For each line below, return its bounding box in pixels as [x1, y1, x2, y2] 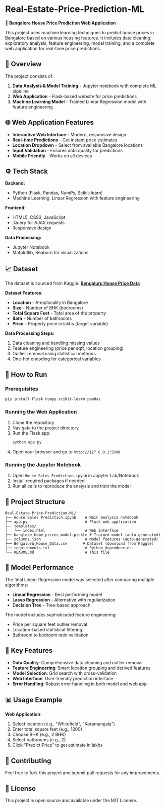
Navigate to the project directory [12, 425, 79, 431]
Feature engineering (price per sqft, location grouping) [12, 345, 124, 351]
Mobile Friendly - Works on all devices [12, 153, 92, 159]
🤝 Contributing [5, 756, 52, 765]
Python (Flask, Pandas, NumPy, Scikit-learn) [12, 190, 103, 196]
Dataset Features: [5, 290, 43, 296]
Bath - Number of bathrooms [12, 315, 72, 321]
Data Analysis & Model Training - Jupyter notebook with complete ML [12, 83, 157, 89]
